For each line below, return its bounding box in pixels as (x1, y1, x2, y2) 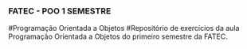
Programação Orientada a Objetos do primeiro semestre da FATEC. (8, 32, 229, 41)
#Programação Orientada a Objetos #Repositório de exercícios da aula (8, 24, 240, 33)
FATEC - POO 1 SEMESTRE (8, 6, 112, 17)
